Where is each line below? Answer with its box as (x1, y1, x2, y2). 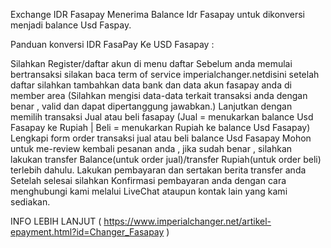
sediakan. (10, 196, 51, 208)
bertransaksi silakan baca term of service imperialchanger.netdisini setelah (10, 69, 320, 80)
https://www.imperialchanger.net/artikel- (103, 215, 272, 227)
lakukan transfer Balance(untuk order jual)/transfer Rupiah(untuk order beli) (10, 154, 322, 165)
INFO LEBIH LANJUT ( (10, 215, 102, 227)
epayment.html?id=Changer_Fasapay (10, 226, 165, 238)
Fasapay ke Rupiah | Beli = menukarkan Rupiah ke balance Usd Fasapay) (10, 122, 311, 133)
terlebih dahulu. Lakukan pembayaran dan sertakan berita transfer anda (10, 164, 307, 176)
